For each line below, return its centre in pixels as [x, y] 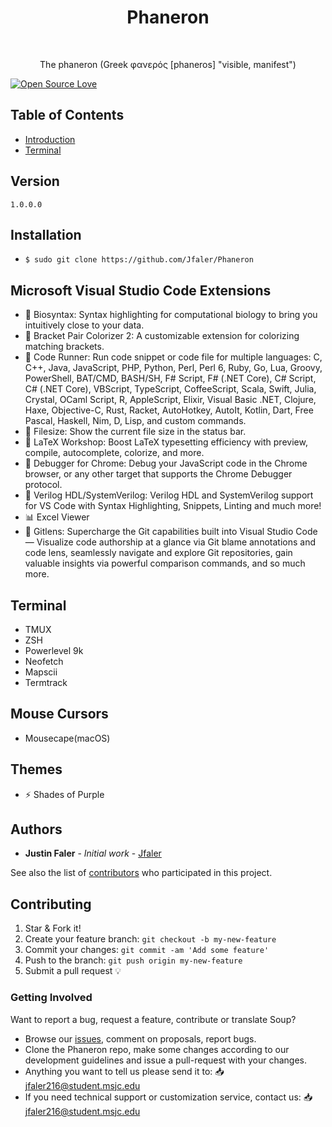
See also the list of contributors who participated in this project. [141, 873]
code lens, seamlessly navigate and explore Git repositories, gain [158, 553]
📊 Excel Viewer [57, 517]
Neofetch [44, 661]
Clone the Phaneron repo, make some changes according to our [157, 1049]
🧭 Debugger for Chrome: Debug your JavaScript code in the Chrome [166, 463]
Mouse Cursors [59, 714]
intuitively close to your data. [84, 325]
